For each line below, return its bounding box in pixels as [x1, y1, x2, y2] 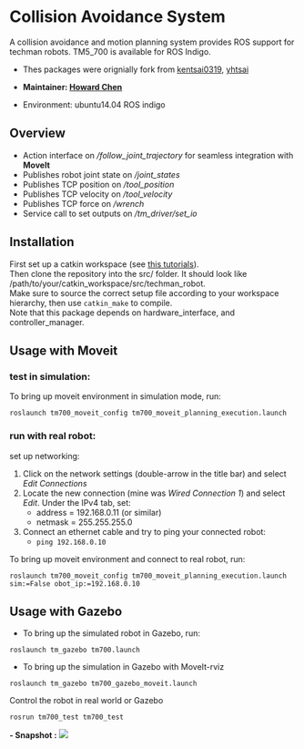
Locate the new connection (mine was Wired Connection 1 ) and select [22, 487, 286, 498]
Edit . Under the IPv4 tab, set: [22, 497, 132, 508]
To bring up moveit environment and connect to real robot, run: [9, 553, 246, 564]
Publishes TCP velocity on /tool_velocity [22, 189, 173, 200]
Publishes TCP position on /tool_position [22, 179, 175, 190]
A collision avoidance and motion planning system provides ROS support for [9, 36, 295, 47]
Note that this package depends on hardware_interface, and [9, 307, 235, 318]
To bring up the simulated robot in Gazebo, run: [22, 628, 200, 639]
